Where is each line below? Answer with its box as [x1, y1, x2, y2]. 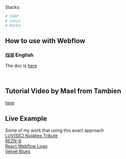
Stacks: [5, 4, 21, 10]
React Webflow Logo [5, 143, 48, 149]
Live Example [5, 114, 47, 123]
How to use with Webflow [5, 37, 85, 45]
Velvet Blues [5, 148, 31, 154]
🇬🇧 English [5, 52, 34, 58]
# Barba [5, 23, 21, 28]
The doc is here [5, 63, 37, 69]
